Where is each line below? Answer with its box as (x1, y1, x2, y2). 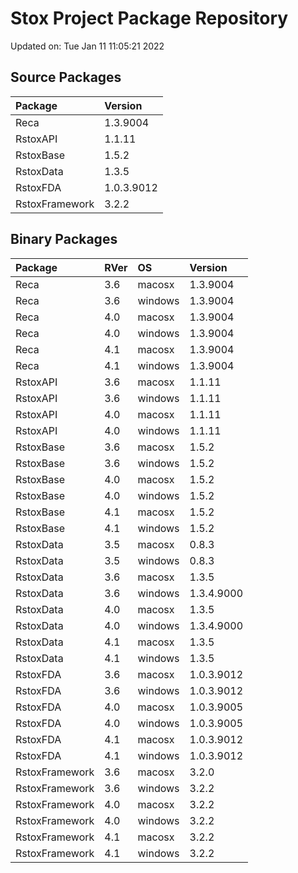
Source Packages (10, 69, 122, 86)
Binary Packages (10, 231, 118, 248)
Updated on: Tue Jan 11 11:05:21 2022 (10, 40, 165, 52)
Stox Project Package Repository (10, 7, 289, 30)
